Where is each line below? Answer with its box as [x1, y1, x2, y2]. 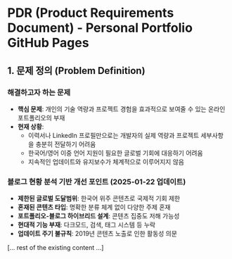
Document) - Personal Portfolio [7, 20, 193, 36]
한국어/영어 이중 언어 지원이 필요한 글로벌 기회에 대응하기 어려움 [27, 149, 203, 157]
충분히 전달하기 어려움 [35, 139, 96, 149]
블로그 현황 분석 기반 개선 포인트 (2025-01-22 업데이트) [7, 177, 186, 187]
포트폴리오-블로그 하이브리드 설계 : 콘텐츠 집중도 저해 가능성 [17, 212, 180, 220]
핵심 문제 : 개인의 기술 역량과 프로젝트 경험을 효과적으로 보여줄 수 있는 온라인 [17, 104, 226, 113]
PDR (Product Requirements [7, 5, 174, 21]
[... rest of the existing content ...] [7, 244, 104, 252]
